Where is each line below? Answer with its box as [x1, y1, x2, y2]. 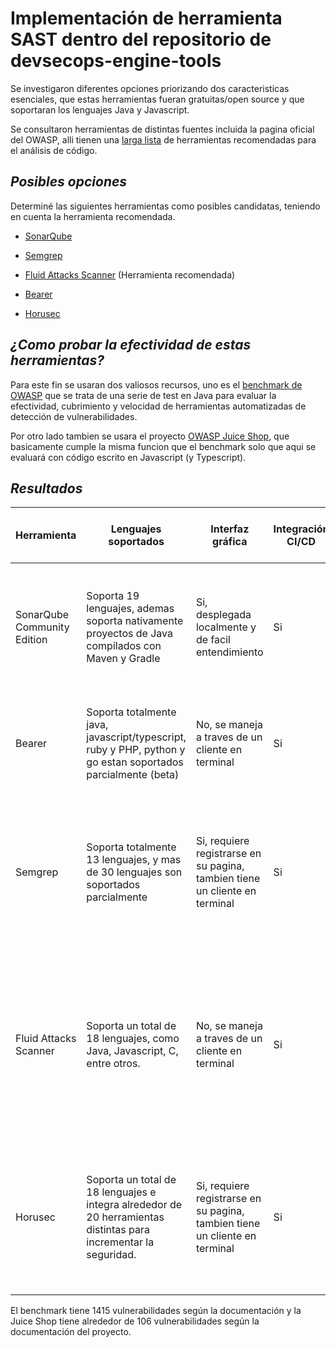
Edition [15, 633, 48, 647]
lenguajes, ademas [86, 602, 175, 616]
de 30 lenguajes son [86, 865, 183, 879]
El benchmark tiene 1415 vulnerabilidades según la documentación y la [10, 1305, 302, 1317]
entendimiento [195, 645, 264, 659]
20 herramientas [86, 1210, 165, 1224]
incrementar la [86, 1235, 155, 1249]
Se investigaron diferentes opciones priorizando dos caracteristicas [10, 82, 290, 94]
